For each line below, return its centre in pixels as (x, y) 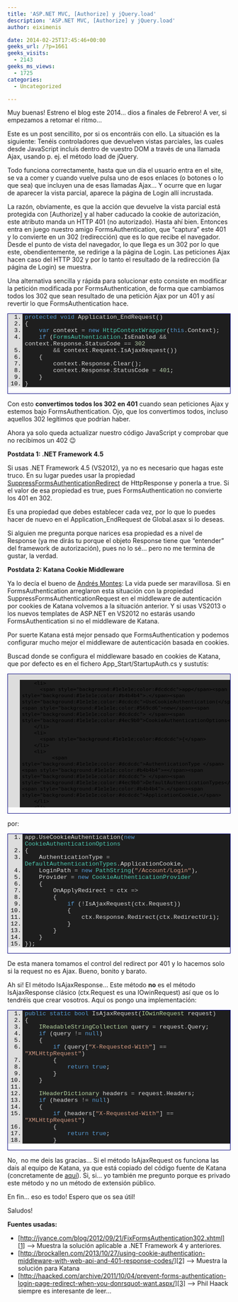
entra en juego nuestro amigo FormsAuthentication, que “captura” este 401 (117, 230)
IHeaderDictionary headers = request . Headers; (117, 1094)
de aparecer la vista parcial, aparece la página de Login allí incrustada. (110, 193)
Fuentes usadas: (33, 1224)
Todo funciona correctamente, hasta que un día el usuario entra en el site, (115, 171)
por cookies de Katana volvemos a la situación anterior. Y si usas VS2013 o (117, 606)
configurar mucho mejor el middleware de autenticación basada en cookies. (118, 642)
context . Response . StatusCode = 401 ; (113, 371)
